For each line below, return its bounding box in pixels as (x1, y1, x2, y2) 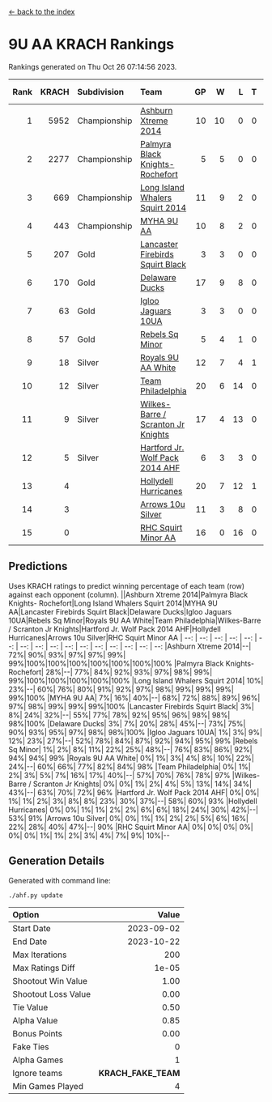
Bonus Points (12, 1028, 63, 1039)
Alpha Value (12, 1015, 58, 1026)
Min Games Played (12, 1080, 83, 1091)
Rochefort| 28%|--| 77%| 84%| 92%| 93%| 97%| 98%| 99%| (8, 667, 213, 677)
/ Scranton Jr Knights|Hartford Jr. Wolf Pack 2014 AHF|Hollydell (8, 623, 221, 634)
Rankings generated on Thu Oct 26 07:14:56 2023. (8, 62, 177, 71)
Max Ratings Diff (12, 962, 75, 973)
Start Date (12, 922, 51, 934)
